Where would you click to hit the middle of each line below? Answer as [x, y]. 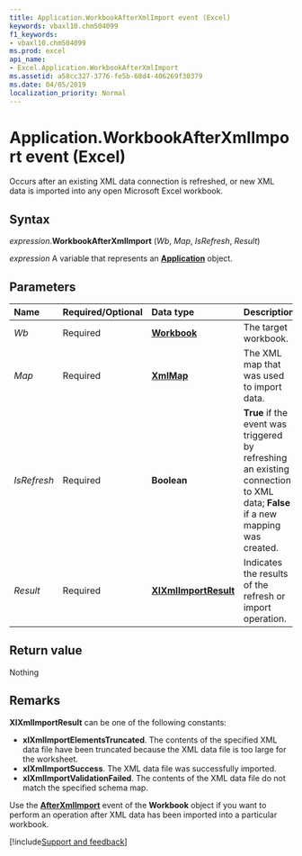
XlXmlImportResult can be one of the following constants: [118, 722]
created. [261, 548]
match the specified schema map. [85, 788]
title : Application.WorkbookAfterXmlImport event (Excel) [120, 18]
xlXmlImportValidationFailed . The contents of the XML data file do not [154, 778]
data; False [266, 503]
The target [265, 328]
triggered [263, 436]
